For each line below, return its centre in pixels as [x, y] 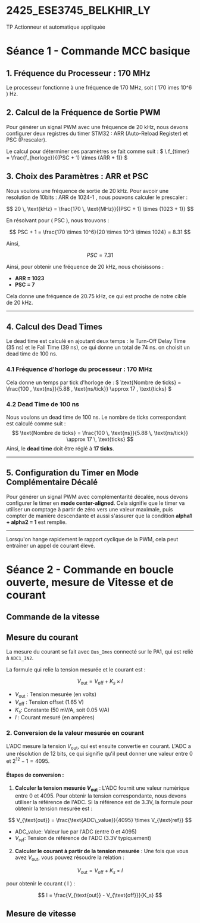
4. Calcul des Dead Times [54, 326]
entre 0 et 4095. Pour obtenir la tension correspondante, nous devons [100, 796]
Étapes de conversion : [35, 775]
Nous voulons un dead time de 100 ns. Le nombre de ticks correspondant [96, 417]
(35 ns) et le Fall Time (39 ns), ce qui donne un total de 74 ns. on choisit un [98, 348]
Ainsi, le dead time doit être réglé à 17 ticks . [60, 448]
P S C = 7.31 [100, 255]
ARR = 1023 [29, 278]
